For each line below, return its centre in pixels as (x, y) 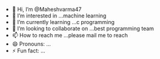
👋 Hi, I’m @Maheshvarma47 (47, 9)
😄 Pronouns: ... (32, 44)
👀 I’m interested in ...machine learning (59, 16)
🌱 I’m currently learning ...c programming (63, 22)
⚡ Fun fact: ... (28, 51)
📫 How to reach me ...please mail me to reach (70, 35)
